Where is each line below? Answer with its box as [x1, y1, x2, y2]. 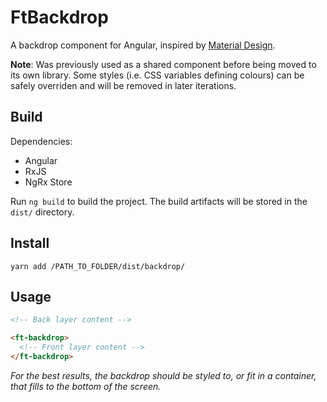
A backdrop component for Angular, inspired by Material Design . [10, 39, 276, 51]
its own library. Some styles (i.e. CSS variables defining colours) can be [10, 69, 305, 81]
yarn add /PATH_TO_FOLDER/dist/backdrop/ [10, 261, 186, 271]
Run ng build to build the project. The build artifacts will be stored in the [10, 195, 308, 207]
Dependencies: [10, 135, 73, 147]
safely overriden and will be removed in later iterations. [10, 79, 237, 91]
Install [10, 235, 50, 252]
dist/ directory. [10, 206, 75, 218]
